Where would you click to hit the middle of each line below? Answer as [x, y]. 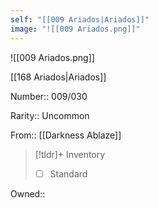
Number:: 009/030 [49, 96]
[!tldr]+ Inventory [70, 154]
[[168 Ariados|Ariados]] [58, 77]
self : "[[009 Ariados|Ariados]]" [80, 19]
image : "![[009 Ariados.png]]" [75, 29]
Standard [68, 173]
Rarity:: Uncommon [50, 115]
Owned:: [28, 193]
